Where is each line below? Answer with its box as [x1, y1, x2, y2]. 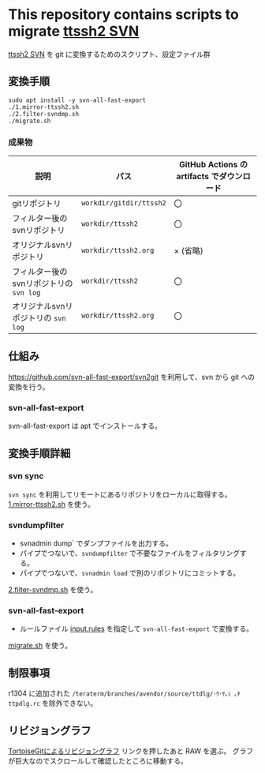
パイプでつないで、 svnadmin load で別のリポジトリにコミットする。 [19, 568, 241, 578]
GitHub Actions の [178, 159, 248, 171]
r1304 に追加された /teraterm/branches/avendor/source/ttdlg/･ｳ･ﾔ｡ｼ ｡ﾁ [8, 689, 241, 698]
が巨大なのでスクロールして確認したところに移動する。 [8, 756, 188, 766]
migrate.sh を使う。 [8, 641, 73, 651]
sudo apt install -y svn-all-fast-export [8, 96, 147, 104]
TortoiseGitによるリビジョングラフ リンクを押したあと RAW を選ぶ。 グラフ [8, 746, 254, 756]
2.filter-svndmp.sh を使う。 [8, 585, 98, 595]
